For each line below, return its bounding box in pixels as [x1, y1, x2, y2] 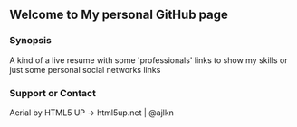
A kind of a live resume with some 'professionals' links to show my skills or [9, 54, 288, 66]
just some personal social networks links [9, 64, 161, 75]
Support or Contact [9, 86, 97, 99]
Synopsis [9, 34, 52, 47]
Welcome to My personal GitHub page [9, 7, 229, 23]
